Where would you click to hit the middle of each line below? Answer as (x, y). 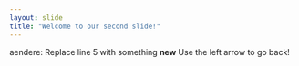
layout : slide (36, 18)
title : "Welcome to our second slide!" (85, 26)
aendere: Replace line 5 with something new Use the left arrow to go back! (149, 52)
